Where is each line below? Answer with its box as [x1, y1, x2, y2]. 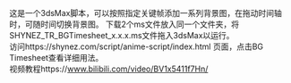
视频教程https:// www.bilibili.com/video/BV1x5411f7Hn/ [9, 63, 209, 74]
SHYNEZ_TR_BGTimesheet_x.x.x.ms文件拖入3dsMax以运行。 [9, 30, 235, 40]
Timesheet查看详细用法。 [9, 53, 104, 62]
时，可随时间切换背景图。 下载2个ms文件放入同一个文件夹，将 [9, 19, 240, 29]
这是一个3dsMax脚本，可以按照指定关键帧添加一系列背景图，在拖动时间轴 [9, 8, 282, 18]
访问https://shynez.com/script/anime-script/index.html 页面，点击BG [9, 41, 264, 52]
